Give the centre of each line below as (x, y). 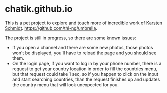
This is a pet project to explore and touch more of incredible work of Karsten (83, 23)
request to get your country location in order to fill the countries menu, (85, 69)
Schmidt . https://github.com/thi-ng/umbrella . (51, 28)
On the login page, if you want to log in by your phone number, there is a (87, 63)
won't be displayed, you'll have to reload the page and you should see (84, 53)
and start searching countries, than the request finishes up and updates (86, 79)
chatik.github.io (39, 9)
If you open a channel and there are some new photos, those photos (83, 47)
